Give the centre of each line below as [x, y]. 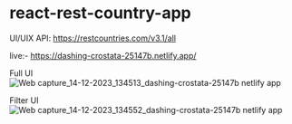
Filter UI [24, 100]
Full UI [21, 73]
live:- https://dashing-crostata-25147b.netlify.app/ [103, 55]
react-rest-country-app [101, 13]
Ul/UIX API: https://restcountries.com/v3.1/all [93, 38]
